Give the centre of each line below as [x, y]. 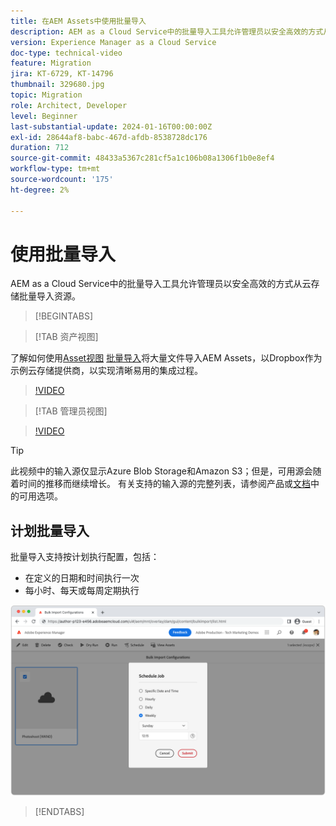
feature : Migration [51, 63]
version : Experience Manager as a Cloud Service [113, 42]
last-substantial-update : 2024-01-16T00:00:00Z [111, 126]
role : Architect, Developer [69, 105]
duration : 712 [40, 148]
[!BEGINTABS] [64, 316]
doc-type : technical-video [66, 53]
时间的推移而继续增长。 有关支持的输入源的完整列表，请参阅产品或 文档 [164, 484]
